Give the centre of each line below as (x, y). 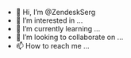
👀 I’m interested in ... (49, 20)
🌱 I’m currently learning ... (58, 29)
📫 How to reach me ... (52, 46)
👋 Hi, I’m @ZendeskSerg (56, 12)
